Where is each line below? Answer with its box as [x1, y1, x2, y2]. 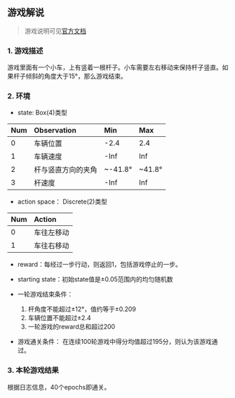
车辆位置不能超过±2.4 [27, 314, 91, 322]
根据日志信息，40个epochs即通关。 [7, 383, 111, 391]
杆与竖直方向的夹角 [34, 165, 98, 175]
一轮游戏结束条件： [17, 290, 74, 298]
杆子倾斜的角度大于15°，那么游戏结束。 [13, 72, 128, 81]
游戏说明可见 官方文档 [24, 27, 86, 35]
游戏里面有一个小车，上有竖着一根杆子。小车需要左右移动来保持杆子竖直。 [7, 63, 222, 72]
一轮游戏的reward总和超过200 [27, 322, 116, 331]
